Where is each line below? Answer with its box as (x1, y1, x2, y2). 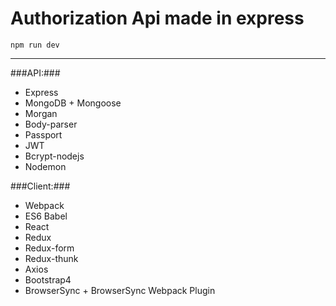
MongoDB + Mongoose (24, 97, 122, 109)
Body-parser (24, 118, 78, 130)
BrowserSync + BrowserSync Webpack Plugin (24, 284, 216, 296)
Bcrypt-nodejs (24, 150, 85, 162)
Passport (24, 128, 63, 141)
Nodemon (24, 160, 67, 172)
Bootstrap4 (24, 273, 72, 286)
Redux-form (24, 242, 75, 254)
